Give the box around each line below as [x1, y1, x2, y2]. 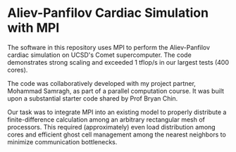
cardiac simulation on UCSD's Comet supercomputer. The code [7, 51, 192, 59]
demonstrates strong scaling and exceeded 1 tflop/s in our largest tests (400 [7, 58, 230, 66]
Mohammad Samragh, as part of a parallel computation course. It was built [7, 87, 224, 95]
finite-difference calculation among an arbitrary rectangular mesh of [7, 115, 206, 124]
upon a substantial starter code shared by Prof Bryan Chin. [7, 94, 178, 103]
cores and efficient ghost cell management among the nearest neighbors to [7, 130, 227, 139]
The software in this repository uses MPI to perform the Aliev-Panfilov [7, 43, 210, 51]
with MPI [7, 20, 60, 36]
